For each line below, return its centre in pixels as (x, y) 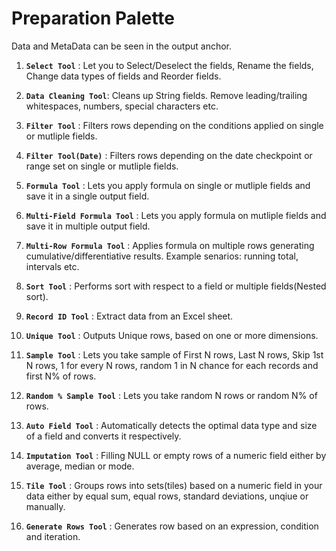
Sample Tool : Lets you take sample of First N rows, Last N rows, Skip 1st (174, 354)
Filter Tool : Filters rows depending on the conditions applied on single (174, 125)
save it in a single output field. (87, 196)
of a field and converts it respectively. (103, 436)
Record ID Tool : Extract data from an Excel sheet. (129, 316)
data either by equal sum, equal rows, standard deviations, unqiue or (167, 496)
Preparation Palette (93, 18)
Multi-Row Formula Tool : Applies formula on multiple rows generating (170, 245)
